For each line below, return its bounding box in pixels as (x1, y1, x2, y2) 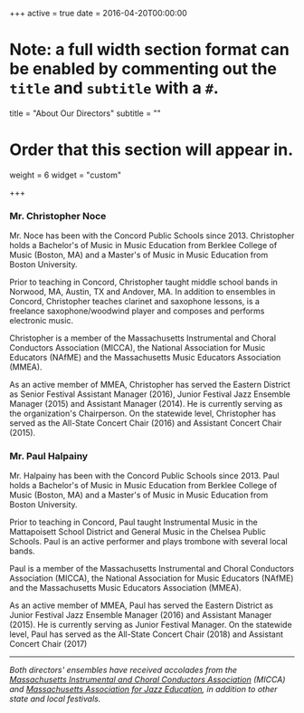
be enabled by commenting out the (9, 59, 278, 80)
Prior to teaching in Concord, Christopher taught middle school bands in (9, 276, 279, 288)
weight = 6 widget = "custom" (9, 169, 122, 180)
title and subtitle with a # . (9, 78, 219, 99)
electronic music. (9, 315, 74, 326)
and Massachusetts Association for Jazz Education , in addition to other (9, 684, 278, 695)
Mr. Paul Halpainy (9, 450, 89, 463)
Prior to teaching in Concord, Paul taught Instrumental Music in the (9, 516, 258, 528)
